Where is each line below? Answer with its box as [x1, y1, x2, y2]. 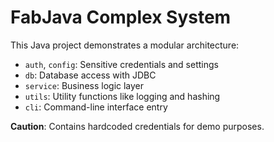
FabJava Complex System [10, 6, 232, 29]
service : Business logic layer [24, 79, 145, 91]
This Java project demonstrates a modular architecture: [10, 39, 240, 51]
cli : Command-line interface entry [24, 101, 168, 113]
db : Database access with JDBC [24, 69, 157, 81]
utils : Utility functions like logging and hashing [24, 90, 221, 102]
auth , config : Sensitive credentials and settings [24, 58, 219, 70]
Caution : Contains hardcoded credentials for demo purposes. [10, 120, 265, 132]
